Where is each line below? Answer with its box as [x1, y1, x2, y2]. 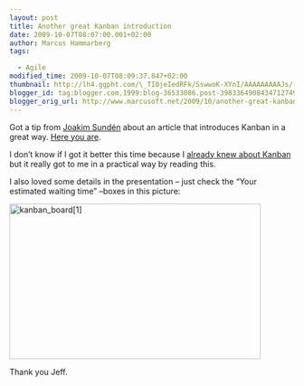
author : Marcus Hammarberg [9, 38, 111, 48]
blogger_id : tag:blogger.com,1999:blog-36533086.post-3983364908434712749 [9, 88, 298, 98]
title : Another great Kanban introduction [9, 22, 172, 31]
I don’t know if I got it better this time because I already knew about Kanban [9, 148, 291, 159]
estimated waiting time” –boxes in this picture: [9, 185, 181, 196]
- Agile [17, 63, 47, 72]
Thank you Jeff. [9, 366, 68, 377]
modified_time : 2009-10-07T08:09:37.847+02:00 [9, 71, 188, 81]
